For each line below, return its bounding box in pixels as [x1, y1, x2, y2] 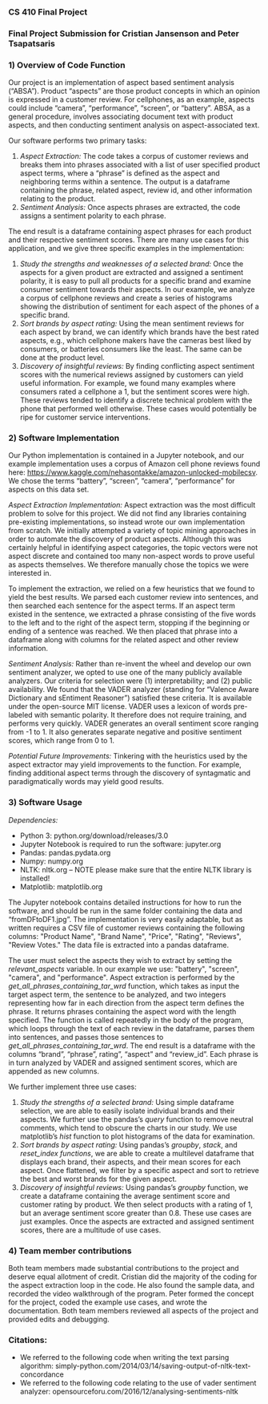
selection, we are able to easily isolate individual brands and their [19, 1106, 235, 1115]
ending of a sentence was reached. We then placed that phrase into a [8, 626, 238, 636]
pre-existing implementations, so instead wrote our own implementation [8, 517, 246, 527]
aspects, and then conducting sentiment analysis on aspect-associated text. [8, 120, 260, 130]
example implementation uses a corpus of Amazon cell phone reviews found [8, 459, 261, 469]
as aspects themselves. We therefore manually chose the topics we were [8, 560, 250, 569]
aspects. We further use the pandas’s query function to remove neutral [19, 1114, 254, 1124]
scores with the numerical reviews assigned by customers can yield [19, 370, 244, 379]
